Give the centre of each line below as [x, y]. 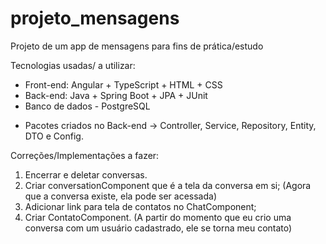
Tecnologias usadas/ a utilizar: [73, 65]
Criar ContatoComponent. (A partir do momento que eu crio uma [158, 217]
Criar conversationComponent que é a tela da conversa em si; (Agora [168, 185]
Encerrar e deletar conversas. [86, 174]
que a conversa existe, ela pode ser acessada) [121, 196]
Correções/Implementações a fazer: [85, 155]
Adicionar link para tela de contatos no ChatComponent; [140, 206]
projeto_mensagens [95, 18]
